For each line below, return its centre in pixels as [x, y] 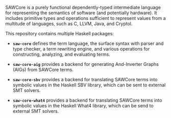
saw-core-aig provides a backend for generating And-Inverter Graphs [86, 64]
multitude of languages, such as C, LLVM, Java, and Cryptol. [69, 23]
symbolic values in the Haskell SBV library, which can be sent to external [89, 85]
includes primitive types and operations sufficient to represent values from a [86, 18]
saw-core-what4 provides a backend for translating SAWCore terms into [87, 100]
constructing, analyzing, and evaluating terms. [62, 54]
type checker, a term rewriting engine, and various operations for [81, 49]
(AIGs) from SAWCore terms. [43, 69]
